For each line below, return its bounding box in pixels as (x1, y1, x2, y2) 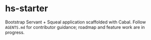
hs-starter (5, 3, 48, 14)
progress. (5, 29, 25, 35)
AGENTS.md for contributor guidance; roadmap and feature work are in (5, 24, 145, 30)
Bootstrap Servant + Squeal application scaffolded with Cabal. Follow (5, 19, 146, 25)
